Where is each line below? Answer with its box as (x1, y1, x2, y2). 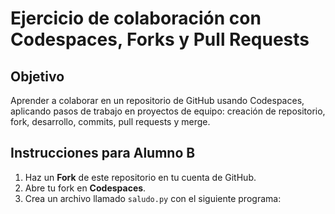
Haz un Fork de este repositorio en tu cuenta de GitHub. (24, 171, 257, 183)
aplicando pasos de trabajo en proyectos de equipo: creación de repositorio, (10, 105, 326, 117)
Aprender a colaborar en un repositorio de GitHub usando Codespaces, (10, 95, 305, 106)
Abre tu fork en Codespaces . (24, 182, 147, 194)
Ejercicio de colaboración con (10, 7, 262, 30)
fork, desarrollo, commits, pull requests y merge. (10, 116, 211, 127)
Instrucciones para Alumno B (10, 145, 196, 162)
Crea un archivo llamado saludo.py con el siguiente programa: (24, 192, 282, 204)
